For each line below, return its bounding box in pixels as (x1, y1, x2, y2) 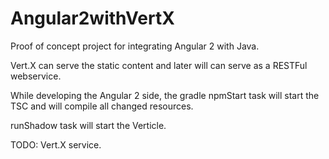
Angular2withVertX (10, 7, 175, 30)
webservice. (10, 70, 62, 82)
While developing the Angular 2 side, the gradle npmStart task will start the (10, 89, 320, 101)
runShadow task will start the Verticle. (10, 119, 167, 131)
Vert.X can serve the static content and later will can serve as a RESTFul (10, 59, 308, 71)
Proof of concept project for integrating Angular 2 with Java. (10, 40, 260, 52)
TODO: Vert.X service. (10, 138, 102, 151)
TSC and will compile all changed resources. (10, 100, 194, 112)
